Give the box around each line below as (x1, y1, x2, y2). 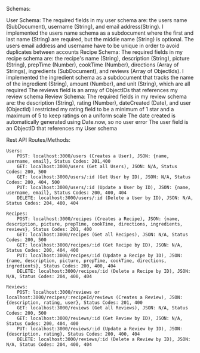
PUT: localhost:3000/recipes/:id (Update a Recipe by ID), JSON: (17, 252, 183, 258)
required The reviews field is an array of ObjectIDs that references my (6, 87, 178, 93)
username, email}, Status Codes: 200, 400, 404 (6, 190, 127, 196)
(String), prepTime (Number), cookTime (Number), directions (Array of (6, 61, 179, 68)
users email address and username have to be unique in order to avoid (6, 42, 180, 49)
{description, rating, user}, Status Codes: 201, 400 (6, 300, 143, 306)
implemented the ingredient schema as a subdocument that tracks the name (6, 74, 194, 81)
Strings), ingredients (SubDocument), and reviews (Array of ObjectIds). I (6, 68, 184, 74)
